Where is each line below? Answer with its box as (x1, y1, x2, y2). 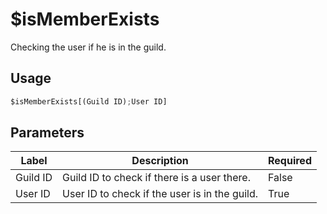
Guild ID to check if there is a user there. (62, 171, 251, 185)
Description (131, 154, 189, 168)
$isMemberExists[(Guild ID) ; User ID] (10, 96, 168, 107)
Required (268, 154, 312, 168)
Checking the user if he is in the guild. (10, 41, 167, 53)
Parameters (10, 124, 85, 142)
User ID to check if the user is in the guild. (62, 187, 258, 201)
